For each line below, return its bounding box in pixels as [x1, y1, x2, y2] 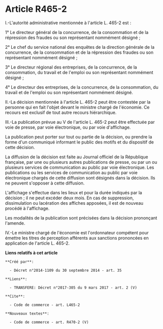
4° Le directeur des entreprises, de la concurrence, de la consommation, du [5, 84, 159, 90]
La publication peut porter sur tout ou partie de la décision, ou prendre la [5, 134, 152, 140]
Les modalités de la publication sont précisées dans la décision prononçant [5, 215, 158, 220]
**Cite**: [5, 293, 26, 299]
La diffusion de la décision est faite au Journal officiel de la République [5, 154, 148, 160]
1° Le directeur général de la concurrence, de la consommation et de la [5, 29, 149, 35]
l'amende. [5, 220, 26, 226]
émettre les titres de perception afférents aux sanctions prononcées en [5, 235, 149, 241]
